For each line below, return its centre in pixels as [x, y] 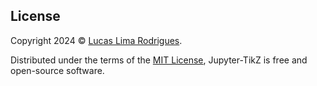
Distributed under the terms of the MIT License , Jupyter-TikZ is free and [159, 60]
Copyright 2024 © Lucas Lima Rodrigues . [96, 40]
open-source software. [57, 70]
